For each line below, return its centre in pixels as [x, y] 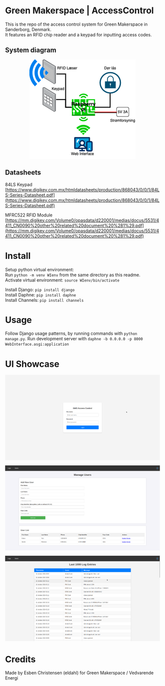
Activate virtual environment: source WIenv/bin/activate [62, 280]
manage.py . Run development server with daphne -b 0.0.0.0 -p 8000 [74, 339]
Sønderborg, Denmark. [28, 29]
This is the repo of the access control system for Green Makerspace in [76, 24]
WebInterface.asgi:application [37, 344]
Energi [12, 678]
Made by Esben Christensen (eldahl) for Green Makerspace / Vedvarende [79, 673]
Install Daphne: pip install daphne [41, 295]
